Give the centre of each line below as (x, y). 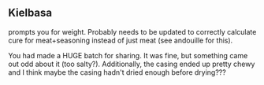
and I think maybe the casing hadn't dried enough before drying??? (117, 72)
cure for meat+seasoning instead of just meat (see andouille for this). (121, 40)
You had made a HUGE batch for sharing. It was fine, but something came (128, 55)
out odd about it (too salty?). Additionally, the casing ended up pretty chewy (132, 64)
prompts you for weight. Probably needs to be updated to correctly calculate (132, 31)
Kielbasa (30, 13)
